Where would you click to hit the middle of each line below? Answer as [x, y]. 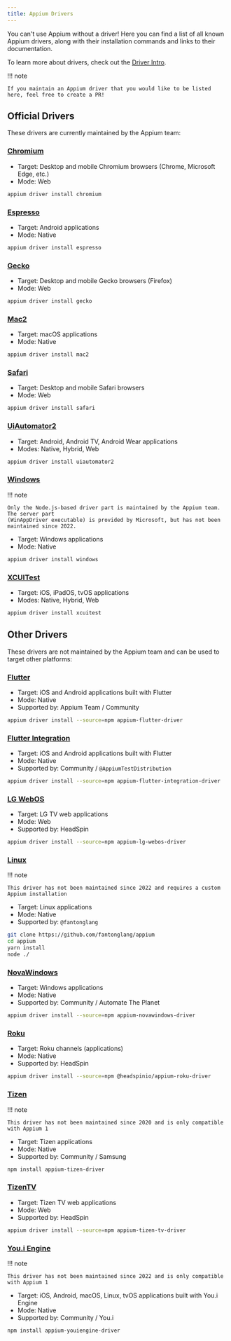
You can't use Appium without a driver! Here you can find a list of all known [116, 34]
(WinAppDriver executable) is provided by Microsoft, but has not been [114, 520]
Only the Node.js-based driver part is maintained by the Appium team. [114, 508]
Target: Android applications [58, 227]
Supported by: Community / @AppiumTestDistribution [94, 769]
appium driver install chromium [54, 194]
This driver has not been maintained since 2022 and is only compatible [115, 1276]
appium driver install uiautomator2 [61, 462]
